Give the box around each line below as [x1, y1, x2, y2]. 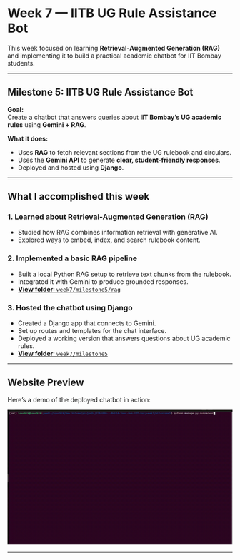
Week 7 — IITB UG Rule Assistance [7, 5, 217, 21]
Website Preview [7, 377, 84, 389]
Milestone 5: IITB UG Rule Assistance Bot [7, 86, 194, 98]
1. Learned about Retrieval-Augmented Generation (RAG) [7, 212, 209, 222]
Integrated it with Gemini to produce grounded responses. [17, 277, 189, 286]
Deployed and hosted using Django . [17, 163, 124, 172]
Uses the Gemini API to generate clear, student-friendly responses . [17, 156, 221, 164]
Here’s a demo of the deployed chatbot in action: [7, 395, 151, 404]
